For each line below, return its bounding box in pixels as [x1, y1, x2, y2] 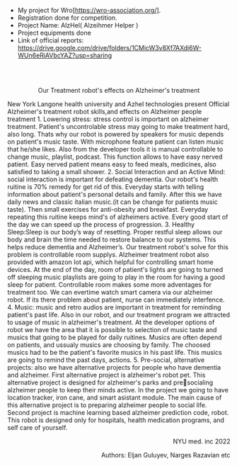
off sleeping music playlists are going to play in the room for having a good [7, 273, 225, 281]
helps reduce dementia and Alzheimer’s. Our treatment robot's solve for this [7, 243, 229, 251]
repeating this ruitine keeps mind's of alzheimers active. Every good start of [7, 212, 229, 221]
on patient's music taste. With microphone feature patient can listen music [7, 137, 224, 146]
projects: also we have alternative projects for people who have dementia [7, 363, 221, 371]
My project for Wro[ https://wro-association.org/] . [17, 6, 161, 14]
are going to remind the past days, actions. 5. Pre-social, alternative [7, 356, 205, 364]
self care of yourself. [7, 424, 68, 431]
